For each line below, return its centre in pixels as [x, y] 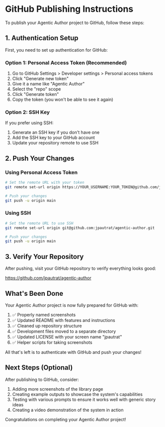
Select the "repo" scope [37, 89]
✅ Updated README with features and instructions [64, 320]
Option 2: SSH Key [27, 112]
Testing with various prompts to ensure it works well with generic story [84, 399]
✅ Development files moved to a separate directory [64, 331]
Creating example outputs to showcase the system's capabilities [77, 394]
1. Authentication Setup [42, 38]
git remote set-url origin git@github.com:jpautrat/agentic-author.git [80, 228]
